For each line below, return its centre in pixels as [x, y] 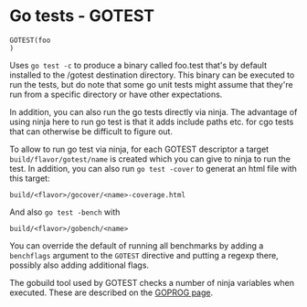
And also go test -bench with [65, 212]
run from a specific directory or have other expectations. [116, 94]
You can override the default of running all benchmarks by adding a [137, 245]
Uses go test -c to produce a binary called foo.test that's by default [138, 65]
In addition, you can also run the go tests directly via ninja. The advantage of [153, 111]
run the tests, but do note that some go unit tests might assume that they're [152, 84]
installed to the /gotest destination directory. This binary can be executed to [152, 75]
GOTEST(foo [30, 40]
